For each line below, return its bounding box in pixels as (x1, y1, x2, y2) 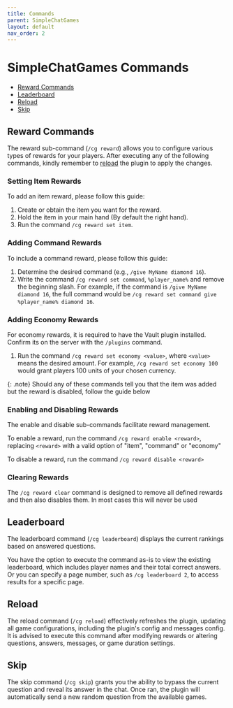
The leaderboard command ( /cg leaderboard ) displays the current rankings (7, 535, 225, 543)
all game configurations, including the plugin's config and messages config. (7, 624, 225, 633)
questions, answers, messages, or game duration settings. (7, 639, 176, 647)
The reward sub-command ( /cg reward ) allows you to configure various (7, 144, 213, 152)
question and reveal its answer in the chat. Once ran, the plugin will (7, 685, 200, 693)
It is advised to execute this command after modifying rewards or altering (7, 632, 218, 640)
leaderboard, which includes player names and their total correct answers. (7, 563, 221, 572)
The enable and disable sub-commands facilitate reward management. (7, 421, 211, 429)
